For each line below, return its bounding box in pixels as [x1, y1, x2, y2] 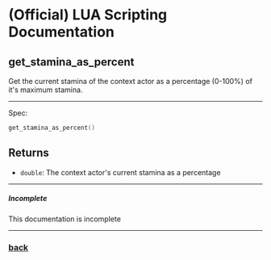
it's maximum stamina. [8, 85, 83, 94]
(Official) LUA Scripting [8, 6, 168, 24]
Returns [8, 146, 50, 160]
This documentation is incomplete [8, 214, 121, 224]
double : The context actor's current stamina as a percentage [19, 167, 221, 177]
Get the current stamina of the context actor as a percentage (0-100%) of [8, 77, 252, 86]
